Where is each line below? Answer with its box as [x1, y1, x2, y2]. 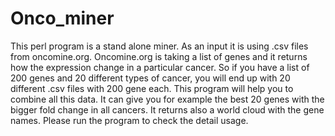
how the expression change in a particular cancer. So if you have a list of [10, 61, 310, 73]
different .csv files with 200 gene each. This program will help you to [10, 82, 294, 94]
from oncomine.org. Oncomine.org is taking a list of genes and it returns [10, 50, 308, 62]
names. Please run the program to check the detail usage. [10, 114, 249, 126]
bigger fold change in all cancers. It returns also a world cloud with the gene [10, 103, 325, 116]
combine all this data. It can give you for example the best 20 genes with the [10, 93, 325, 105]
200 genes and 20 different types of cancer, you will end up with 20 [10, 72, 291, 84]
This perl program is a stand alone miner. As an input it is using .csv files [10, 40, 309, 52]
